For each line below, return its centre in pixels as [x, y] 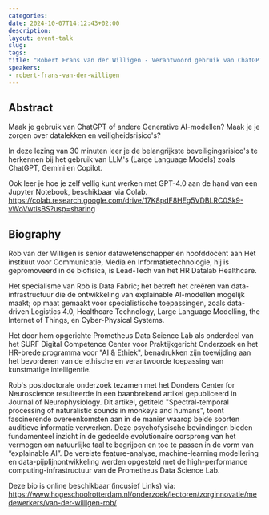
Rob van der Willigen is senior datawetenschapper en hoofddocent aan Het [132, 254]
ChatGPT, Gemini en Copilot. [56, 168]
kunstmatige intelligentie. [50, 370]
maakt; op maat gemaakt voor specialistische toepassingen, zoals [117, 303]
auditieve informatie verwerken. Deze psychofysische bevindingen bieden [130, 428]
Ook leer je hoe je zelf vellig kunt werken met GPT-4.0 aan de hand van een [133, 183]
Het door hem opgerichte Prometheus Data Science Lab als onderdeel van [131, 336]
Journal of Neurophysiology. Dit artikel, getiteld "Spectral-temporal [119, 402]
